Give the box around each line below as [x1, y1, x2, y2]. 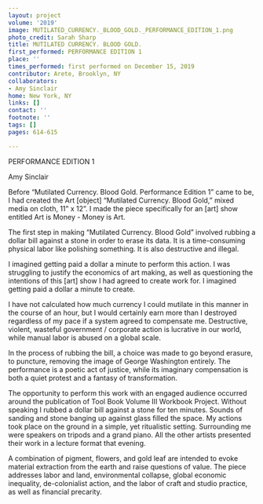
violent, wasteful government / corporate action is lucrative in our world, [8, 324, 242, 334]
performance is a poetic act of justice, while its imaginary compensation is [8, 364, 249, 374]
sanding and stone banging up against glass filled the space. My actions [8, 413, 242, 422]
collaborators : [8, 77, 58, 85]
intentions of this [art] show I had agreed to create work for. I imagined [8, 276, 237, 285]
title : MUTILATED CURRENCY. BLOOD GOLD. [8, 41, 143, 49]
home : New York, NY [8, 92, 72, 100]
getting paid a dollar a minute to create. [8, 284, 136, 294]
